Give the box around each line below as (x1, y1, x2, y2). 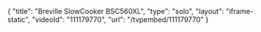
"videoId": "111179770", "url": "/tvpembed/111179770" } (32, 15, 209, 24)
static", (7, 15, 31, 24)
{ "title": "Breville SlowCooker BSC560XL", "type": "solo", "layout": (7, 7, 224, 16)
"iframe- (225, 7, 254, 16)
